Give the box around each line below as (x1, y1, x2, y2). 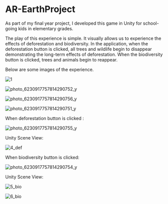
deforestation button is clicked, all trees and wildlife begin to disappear (5, 46, 152, 52)
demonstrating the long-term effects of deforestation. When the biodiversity (5, 51, 163, 57)
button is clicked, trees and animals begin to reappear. (5, 56, 118, 62)
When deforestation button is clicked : (5, 115, 85, 121)
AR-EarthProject (5, 4, 75, 15)
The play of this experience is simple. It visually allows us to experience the (5, 35, 161, 41)
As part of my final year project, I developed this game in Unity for (5, 20, 142, 26)
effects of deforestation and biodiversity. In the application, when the (5, 40, 148, 46)
